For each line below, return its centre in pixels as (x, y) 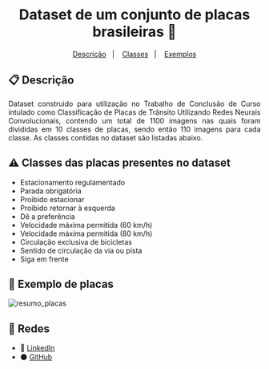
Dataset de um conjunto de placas (134, 15)
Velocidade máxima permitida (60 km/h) (86, 225)
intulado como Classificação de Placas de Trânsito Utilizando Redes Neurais (134, 112)
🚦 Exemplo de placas (61, 284)
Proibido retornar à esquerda (68, 208)
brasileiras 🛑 (134, 32)
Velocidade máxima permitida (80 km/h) (86, 233)
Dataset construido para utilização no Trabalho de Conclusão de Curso (134, 103)
